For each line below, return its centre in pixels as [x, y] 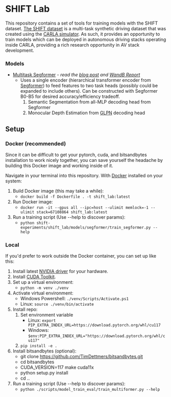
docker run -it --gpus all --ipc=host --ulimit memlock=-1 [84, 207]
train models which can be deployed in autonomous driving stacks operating [86, 39]
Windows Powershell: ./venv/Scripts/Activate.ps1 [75, 299]
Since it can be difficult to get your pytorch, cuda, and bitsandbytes [76, 155]
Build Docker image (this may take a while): [58, 191]
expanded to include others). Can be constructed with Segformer [89, 91]
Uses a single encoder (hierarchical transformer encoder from [86, 80]
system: [14, 181]
